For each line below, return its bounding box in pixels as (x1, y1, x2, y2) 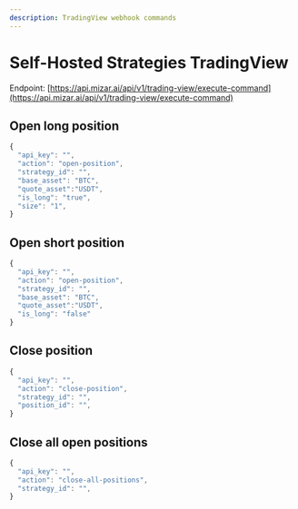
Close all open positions (9, 435, 148, 450)
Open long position (9, 118, 120, 133)
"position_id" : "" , (17, 401, 92, 410)
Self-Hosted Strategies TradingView (9, 52, 289, 73)
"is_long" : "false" (17, 309, 92, 318)
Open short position (9, 235, 125, 250)
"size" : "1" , (17, 201, 67, 210)
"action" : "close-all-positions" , (17, 475, 148, 485)
